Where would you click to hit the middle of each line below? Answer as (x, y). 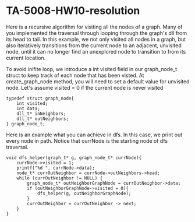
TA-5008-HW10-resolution (73, 11)
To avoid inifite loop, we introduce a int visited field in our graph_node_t (92, 69)
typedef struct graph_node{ (40, 98)
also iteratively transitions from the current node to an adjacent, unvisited (94, 45)
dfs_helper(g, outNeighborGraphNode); (84, 193)
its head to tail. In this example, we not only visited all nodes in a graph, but (96, 39)
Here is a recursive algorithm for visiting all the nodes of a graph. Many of (94, 27)
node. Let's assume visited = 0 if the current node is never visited (85, 87)
